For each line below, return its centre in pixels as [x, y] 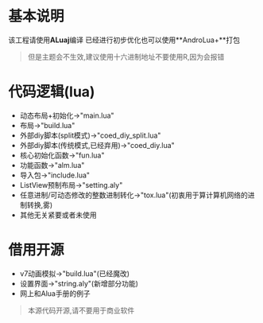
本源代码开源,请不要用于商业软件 [81, 310]
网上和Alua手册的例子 [55, 293]
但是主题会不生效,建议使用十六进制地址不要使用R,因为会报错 [126, 56]
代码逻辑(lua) [52, 92]
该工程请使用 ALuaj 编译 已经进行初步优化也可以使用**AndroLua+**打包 [124, 40]
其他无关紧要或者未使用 [58, 215]
